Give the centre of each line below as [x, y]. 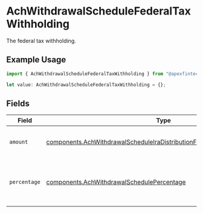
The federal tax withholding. [41, 41]
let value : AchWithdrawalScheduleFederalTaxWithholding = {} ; [86, 85]
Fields [18, 103]
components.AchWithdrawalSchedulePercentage [116, 182]
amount [19, 142]
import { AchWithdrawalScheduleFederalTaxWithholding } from [85, 74]
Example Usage [36, 60]
